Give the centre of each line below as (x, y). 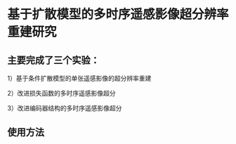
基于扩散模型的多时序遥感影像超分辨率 (118, 14)
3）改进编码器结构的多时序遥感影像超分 (65, 108)
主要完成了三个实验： (53, 60)
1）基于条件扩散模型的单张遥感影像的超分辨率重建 (79, 78)
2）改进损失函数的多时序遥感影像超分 (61, 93)
